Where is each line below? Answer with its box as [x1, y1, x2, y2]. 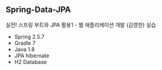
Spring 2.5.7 [14, 33, 45, 40]
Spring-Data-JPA [5, 5, 71, 15]
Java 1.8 [14, 46, 35, 53]
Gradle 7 [14, 39, 36, 46]
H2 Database [14, 58, 47, 65]
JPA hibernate [14, 52, 49, 59]
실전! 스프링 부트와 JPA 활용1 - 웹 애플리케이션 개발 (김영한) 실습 [5, 21, 157, 28]
